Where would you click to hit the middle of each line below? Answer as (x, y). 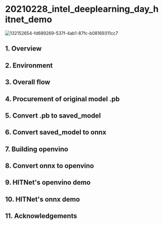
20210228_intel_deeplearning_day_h (82, 9)
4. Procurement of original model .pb (63, 99)
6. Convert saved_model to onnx (56, 132)
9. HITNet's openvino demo (48, 182)
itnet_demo (29, 19)
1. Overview (23, 48)
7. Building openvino (37, 149)
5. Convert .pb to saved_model (53, 115)
